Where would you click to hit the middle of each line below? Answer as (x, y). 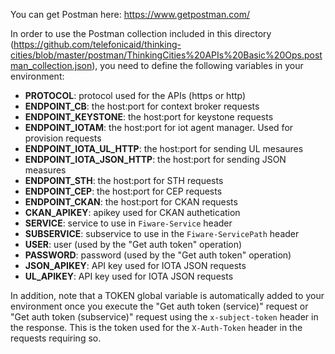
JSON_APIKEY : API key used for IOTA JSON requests (135, 265)
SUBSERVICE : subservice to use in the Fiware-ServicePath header (162, 233)
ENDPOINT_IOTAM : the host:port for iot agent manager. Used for (159, 127)
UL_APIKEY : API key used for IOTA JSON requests (129, 276)
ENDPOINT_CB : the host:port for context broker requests (142, 106)
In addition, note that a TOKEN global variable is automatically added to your (167, 295)
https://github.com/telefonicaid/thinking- (97, 44)
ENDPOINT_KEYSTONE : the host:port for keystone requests (149, 117)
